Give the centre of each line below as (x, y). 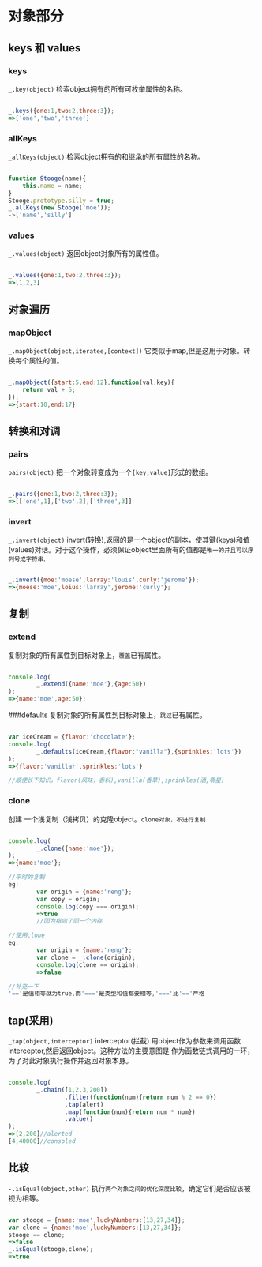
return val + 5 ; (49, 389)
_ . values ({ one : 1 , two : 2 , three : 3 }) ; (65, 276)
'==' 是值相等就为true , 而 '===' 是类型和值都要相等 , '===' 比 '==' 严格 (107, 994)
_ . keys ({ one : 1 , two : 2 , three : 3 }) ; (61, 111)
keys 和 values (45, 48)
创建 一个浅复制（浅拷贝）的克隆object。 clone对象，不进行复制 (107, 819)
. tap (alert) (84, 1104)
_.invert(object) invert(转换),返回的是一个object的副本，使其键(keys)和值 (129, 540)
